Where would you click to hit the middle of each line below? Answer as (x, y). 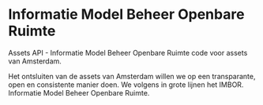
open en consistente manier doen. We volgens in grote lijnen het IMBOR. (126, 85)
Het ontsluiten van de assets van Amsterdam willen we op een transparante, (132, 76)
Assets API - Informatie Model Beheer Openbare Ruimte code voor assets (128, 52)
